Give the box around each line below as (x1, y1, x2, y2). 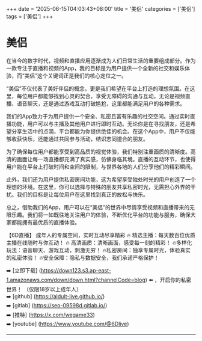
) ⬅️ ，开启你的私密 (145, 276, 192, 283)
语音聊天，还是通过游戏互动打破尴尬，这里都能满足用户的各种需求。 (16, 100, 185, 107)
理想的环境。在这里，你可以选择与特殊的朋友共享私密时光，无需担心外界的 (6, 183, 191, 191)
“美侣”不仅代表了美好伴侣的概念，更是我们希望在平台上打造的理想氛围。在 (6, 85, 191, 92)
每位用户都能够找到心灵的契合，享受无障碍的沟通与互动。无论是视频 (16, 92, 185, 99)
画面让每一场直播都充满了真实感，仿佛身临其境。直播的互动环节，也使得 (16, 155, 196, 162)
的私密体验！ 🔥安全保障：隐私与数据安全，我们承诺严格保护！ (6, 254, 159, 261)
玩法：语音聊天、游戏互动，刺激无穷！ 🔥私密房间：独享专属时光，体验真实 (6, 246, 191, 254)
